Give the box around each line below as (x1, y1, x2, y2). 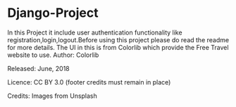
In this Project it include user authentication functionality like (7, 28, 182, 37)
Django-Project (7, 5, 99, 21)
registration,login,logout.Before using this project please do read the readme (7, 35, 230, 44)
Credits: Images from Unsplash (7, 92, 97, 100)
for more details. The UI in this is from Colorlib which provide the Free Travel (7, 43, 229, 51)
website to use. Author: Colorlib (7, 51, 99, 59)
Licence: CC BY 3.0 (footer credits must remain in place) (7, 77, 171, 86)
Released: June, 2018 (7, 64, 70, 73)
